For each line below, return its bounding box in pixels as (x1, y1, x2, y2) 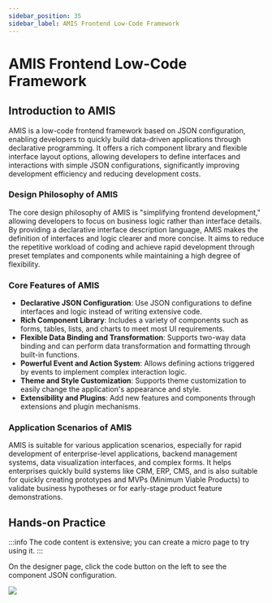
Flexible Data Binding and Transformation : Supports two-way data (19, 332, 246, 342)
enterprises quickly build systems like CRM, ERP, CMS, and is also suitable (8, 466, 258, 476)
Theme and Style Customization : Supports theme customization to (19, 375, 247, 386)
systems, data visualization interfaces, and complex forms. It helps (8, 458, 231, 467)
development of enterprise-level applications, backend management (8, 449, 238, 459)
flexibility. (8, 259, 41, 269)
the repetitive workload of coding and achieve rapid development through (8, 241, 255, 252)
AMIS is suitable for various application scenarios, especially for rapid (8, 440, 242, 450)
